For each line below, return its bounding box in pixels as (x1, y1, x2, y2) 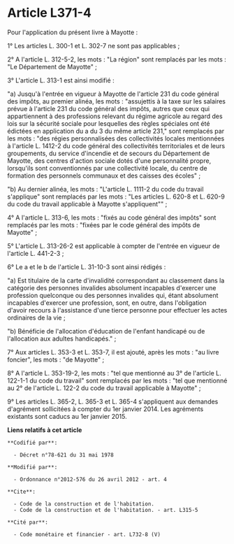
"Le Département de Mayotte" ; (7, 62, 98, 71)
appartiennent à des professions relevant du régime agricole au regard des (7, 112, 223, 120)
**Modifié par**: (7, 464, 58, 471)
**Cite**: (7, 488, 36, 495)
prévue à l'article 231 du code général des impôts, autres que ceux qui (7, 104, 210, 113)
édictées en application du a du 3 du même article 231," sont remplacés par (7, 127, 225, 135)
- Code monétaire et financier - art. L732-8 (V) (13, 531, 161, 538)
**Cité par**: (7, 519, 49, 526)
